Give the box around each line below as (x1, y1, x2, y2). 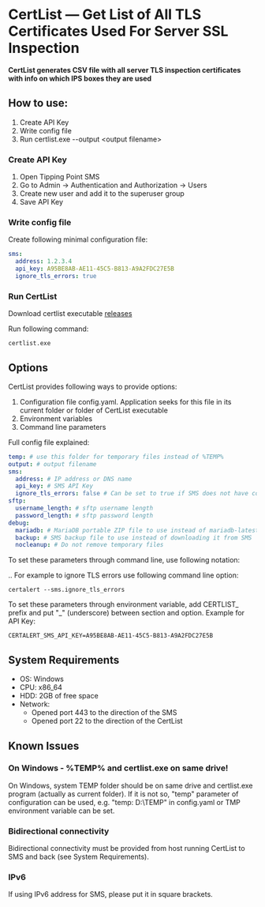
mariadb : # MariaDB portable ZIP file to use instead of (15, 526, 207, 534)
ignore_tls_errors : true (15, 272, 97, 280)
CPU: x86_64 (19, 683, 63, 692)
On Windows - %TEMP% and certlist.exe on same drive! (8, 762, 229, 773)
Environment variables (19, 413, 93, 423)
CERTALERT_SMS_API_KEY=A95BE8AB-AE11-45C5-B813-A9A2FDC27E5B (8, 632, 214, 640)
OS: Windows (19, 674, 65, 684)
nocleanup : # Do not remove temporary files (15, 541, 164, 549)
